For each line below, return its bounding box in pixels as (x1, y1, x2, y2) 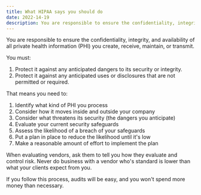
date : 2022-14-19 (6, 14, 50, 20)
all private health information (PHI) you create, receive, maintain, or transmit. (6, 42, 194, 50)
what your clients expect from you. (6, 164, 92, 171)
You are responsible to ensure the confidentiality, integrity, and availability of (6, 36, 195, 44)
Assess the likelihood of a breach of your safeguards (14, 127, 145, 135)
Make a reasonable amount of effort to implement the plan (14, 140, 159, 147)
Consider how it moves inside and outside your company (14, 108, 156, 115)
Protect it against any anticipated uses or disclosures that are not (14, 72, 175, 80)
